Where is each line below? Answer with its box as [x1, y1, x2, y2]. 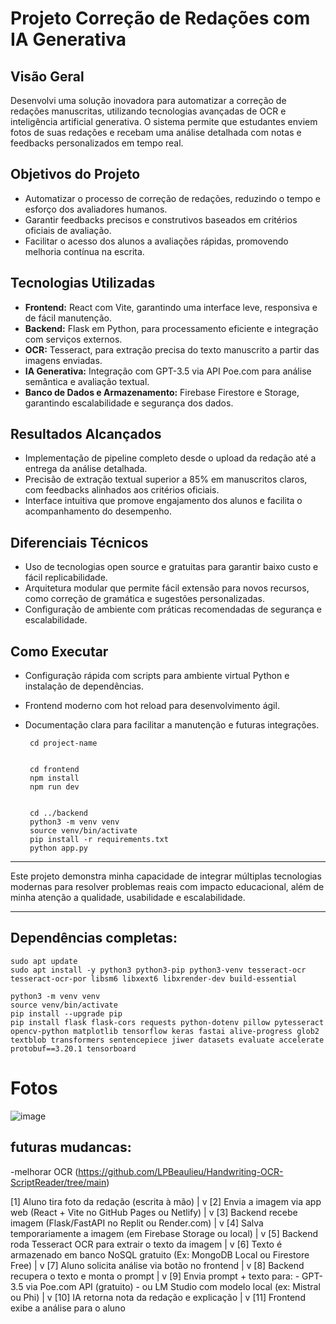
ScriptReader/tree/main [10, 1176, 107, 1188]
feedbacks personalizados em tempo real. [10, 137, 184, 149]
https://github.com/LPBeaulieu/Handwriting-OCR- [78, 1165, 284, 1177]
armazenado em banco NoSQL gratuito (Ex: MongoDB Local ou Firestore [10, 1248, 310, 1261]
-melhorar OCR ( [10, 1165, 79, 1177]
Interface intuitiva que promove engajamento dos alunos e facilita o [24, 495, 303, 507]
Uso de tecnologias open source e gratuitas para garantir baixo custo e [24, 561, 319, 573]
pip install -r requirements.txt [29, 835, 169, 845]
